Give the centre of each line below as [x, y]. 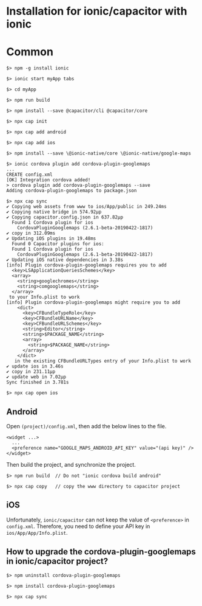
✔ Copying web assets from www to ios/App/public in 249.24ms [86, 207]
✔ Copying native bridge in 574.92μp [54, 212]
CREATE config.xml [29, 175]
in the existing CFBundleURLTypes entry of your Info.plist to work [103, 361]
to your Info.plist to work [44, 297]
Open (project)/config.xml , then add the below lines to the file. [86, 426]
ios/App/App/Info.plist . [37, 532]
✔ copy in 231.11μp [31, 372]
